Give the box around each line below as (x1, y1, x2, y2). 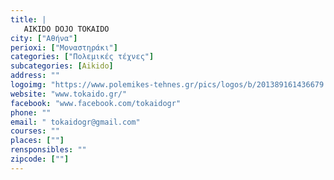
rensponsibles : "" (10, 145, 87, 155)
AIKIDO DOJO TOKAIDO (23, 24, 110, 34)
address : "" (10, 71, 60, 81)
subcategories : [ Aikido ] (10, 61, 114, 71)
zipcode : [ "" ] (10, 154, 70, 164)
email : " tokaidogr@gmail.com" (10, 117, 141, 127)
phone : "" (10, 107, 52, 118)
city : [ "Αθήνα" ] (10, 33, 78, 43)
